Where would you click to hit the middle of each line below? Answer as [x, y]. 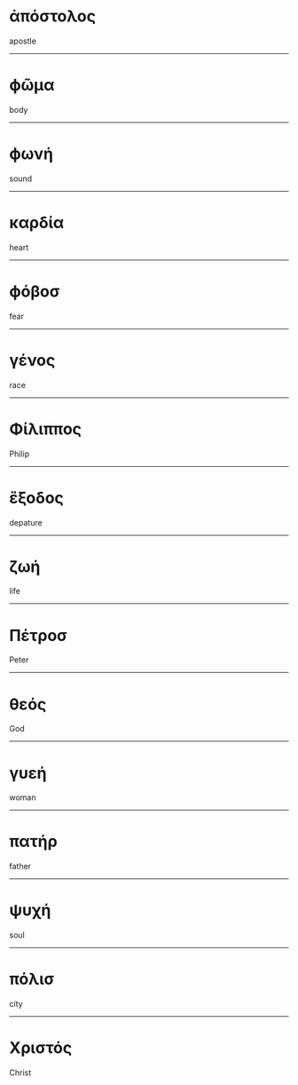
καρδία [37, 223]
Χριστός [41, 1048]
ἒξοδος [36, 498]
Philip [19, 454]
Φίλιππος [46, 429]
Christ [20, 1073]
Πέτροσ [39, 635]
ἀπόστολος [52, 16]
